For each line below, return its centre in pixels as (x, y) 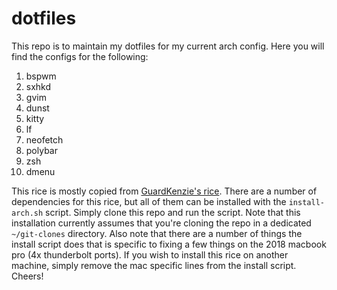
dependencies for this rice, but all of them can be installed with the (149, 201)
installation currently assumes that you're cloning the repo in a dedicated (161, 223)
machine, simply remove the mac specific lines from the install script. (154, 265)
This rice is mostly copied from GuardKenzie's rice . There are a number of (164, 191)
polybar (41, 150)
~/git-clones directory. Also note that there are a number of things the (157, 233)
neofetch (44, 139)
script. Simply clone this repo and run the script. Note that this (173, 212)
